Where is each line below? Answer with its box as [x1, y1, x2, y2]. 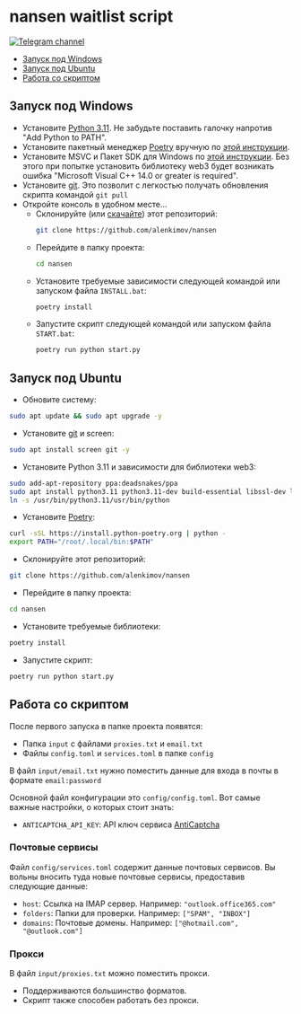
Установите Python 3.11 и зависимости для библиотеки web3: [21, 461, 257, 472]
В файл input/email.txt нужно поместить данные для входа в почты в [9, 765, 279, 776]
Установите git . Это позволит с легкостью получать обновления [21, 180, 269, 190]
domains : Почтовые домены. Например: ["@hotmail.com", [21, 917, 239, 928]
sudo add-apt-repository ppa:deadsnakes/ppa [9, 479, 178, 488]
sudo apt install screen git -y [9, 445, 130, 454]
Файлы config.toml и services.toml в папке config [21, 747, 214, 758]
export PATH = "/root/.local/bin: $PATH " [9, 537, 154, 547]
